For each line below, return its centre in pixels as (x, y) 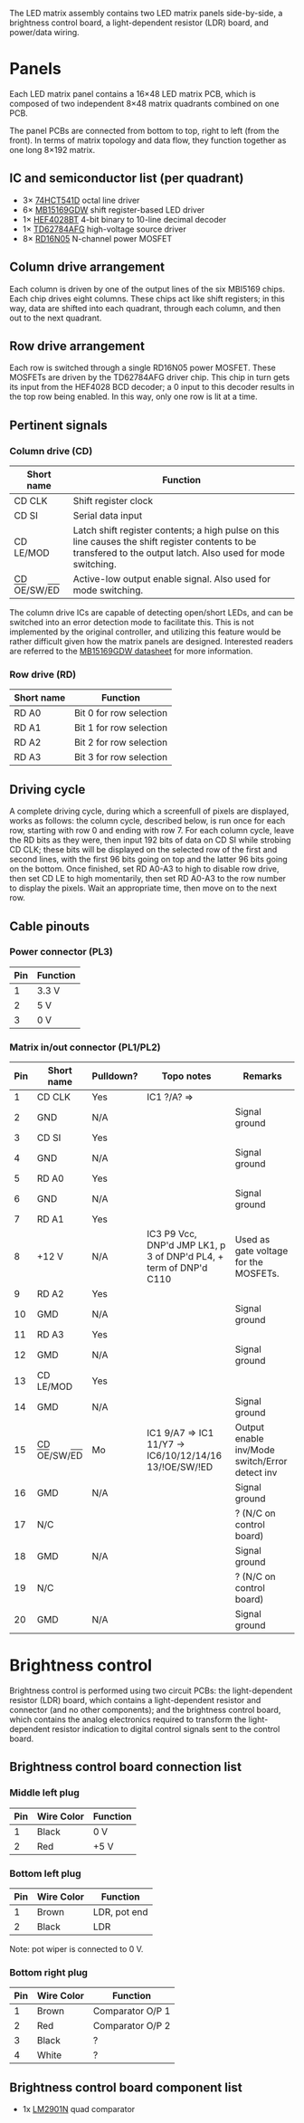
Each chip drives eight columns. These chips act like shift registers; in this (147, 299)
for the (249, 1262)
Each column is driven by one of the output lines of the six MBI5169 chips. (147, 289)
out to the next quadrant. (56, 318)
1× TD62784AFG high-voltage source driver (104, 229)
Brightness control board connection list (126, 1767)
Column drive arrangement (87, 267)
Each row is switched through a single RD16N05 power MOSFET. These (142, 368)
